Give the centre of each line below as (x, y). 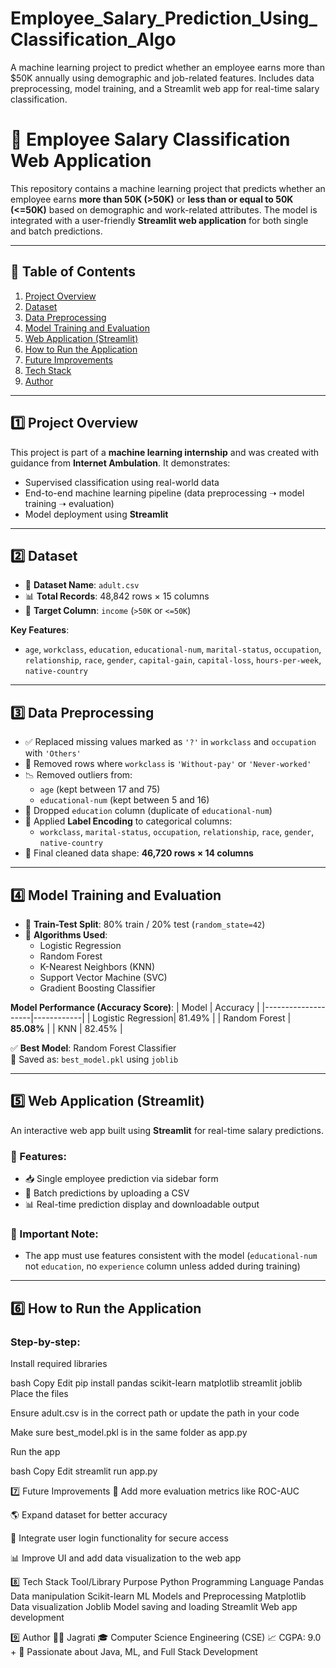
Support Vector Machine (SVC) (103, 977)
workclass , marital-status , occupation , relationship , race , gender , (177, 832)
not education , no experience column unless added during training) (162, 1266)
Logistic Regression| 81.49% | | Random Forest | (192, 1018)
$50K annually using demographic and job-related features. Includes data (162, 78)
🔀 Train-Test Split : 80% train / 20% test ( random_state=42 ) (145, 924)
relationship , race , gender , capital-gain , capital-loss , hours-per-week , (173, 660)
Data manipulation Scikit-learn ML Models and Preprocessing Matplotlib (158, 1596)
